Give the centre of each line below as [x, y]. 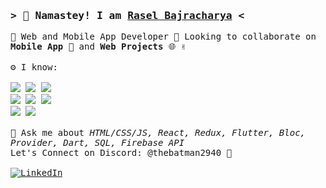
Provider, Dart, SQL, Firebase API [97, 143]
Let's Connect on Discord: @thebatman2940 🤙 [121, 153]
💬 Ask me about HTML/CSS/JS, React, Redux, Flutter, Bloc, [158, 133]
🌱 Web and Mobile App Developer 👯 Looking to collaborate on [163, 37]
